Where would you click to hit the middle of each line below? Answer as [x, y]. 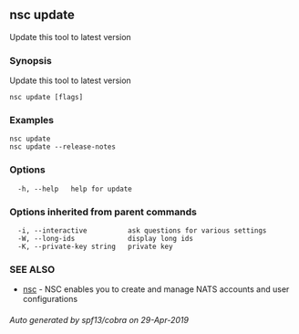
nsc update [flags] [46, 98]
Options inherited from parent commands [103, 212]
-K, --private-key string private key [95, 246]
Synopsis [31, 60]
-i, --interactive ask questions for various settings [142, 231]
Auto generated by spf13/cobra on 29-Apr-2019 [99, 319]
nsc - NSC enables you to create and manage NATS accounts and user [156, 289]
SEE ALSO [32, 269]
